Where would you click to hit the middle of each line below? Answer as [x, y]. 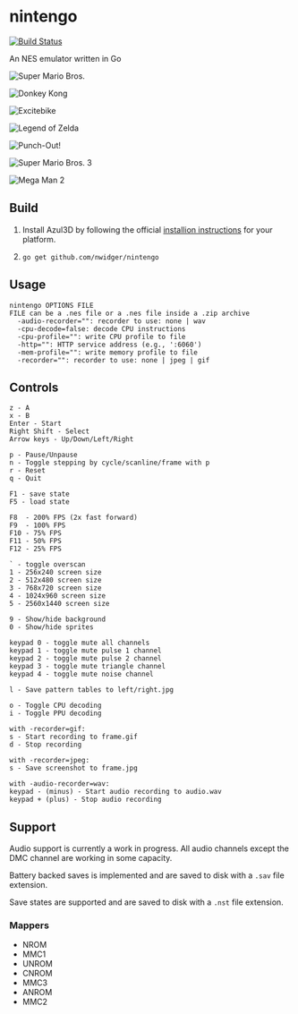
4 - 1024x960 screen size [57, 596]
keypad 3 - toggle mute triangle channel [88, 667]
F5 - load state [39, 502]
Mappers [29, 925]
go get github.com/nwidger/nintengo [90, 257]
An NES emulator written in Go [65, 58]
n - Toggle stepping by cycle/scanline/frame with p [110, 463]
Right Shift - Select [50, 431]
